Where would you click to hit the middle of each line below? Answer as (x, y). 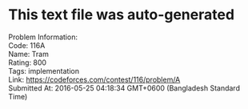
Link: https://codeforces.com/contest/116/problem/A (94, 79)
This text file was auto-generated (121, 15)
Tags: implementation (44, 71)
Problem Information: (43, 37)
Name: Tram (29, 54)
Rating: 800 (27, 63)
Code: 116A (27, 45)
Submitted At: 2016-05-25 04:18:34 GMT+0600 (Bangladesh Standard (124, 88)
